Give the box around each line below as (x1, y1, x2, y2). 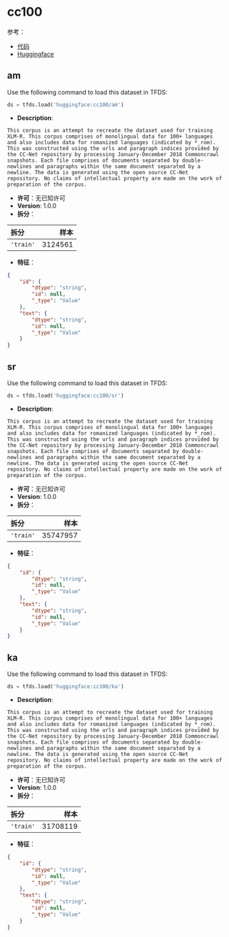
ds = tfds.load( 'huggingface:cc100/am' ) (7, 101, 125, 108)
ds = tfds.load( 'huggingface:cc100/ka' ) (7, 683, 125, 690)
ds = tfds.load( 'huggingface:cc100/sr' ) (7, 392, 125, 399)
